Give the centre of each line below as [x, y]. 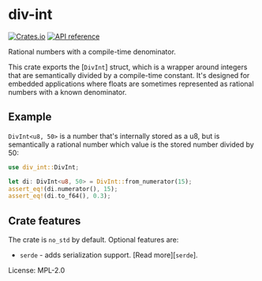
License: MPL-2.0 [37, 271]
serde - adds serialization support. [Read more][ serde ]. [109, 255]
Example [30, 117]
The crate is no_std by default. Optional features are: [94, 240]
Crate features [45, 221]
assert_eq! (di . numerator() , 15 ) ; [63, 189]
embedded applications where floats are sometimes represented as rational [131, 84]
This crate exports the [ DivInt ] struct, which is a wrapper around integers [128, 67]
